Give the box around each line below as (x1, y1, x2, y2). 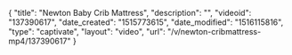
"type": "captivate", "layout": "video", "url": (8, 27, 166, 36)
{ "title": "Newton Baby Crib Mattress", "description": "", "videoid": (8, 8, 252, 18)
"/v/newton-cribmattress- (166, 27, 262, 36)
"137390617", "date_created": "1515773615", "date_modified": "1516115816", (8, 17, 284, 27)
